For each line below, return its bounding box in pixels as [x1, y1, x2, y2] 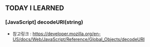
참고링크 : [12, 31, 32, 37]
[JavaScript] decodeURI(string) [5, 19, 84, 26]
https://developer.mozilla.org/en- [32, 31, 101, 37]
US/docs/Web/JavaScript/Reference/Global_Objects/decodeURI [12, 36, 145, 42]
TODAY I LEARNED [5, 4, 64, 12]
